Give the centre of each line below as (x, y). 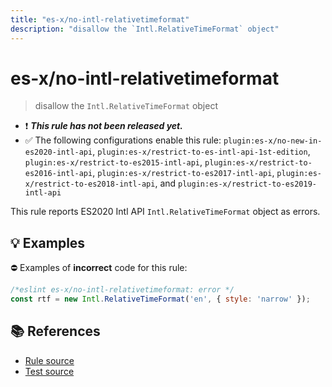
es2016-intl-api (58, 174)
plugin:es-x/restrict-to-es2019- (247, 184)
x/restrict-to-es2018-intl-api (90, 184)
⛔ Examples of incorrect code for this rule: (99, 268)
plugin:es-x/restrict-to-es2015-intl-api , (113, 162)
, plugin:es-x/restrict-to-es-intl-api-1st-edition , (201, 152)
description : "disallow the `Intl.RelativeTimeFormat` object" (145, 29)
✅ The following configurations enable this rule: (123, 140)
